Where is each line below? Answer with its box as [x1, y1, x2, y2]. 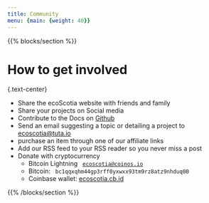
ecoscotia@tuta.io [17, 129, 71, 137]
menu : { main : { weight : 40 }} [7, 17, 91, 24]
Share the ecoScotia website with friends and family [17, 99, 171, 108]
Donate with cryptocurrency [17, 152, 101, 160]
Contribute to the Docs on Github [17, 114, 115, 123]
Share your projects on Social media [17, 106, 124, 115]
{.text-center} [7, 85, 48, 93]
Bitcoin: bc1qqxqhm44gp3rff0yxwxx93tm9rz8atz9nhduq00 [28, 167, 190, 175]
